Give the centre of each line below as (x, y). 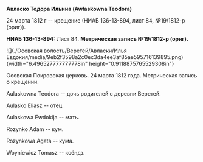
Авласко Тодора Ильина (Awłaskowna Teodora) (69, 9)
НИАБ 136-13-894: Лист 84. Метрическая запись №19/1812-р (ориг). (97, 39)
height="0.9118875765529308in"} (132, 64)
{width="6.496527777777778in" (47, 64)
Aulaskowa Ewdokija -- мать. (43, 117)
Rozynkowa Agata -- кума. (40, 141)
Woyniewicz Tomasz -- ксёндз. (46, 153)
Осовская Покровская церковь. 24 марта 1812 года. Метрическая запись (102, 75)
